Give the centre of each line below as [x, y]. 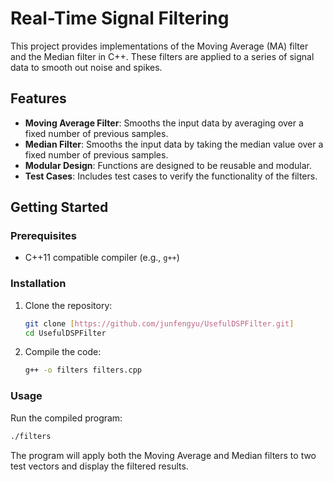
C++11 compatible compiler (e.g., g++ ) [102, 258]
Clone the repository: [68, 305]
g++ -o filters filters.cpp [83, 370]
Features [38, 98]
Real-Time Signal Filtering [120, 18]
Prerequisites [43, 236]
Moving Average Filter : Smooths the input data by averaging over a [164, 123]
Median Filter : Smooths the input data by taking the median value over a [174, 144]
